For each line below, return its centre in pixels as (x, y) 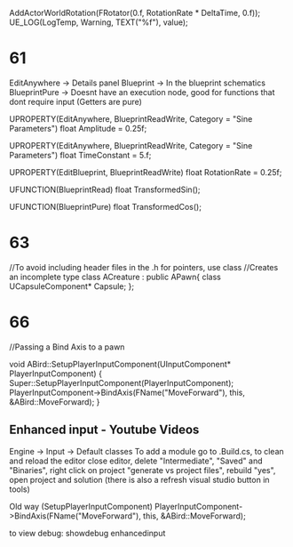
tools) (20, 489)
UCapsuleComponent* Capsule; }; (72, 286)
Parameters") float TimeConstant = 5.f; (80, 155)
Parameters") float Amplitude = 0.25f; (78, 128)
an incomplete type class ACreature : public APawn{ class (115, 277)
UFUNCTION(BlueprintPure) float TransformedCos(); (106, 206)
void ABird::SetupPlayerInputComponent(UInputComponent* (120, 364)
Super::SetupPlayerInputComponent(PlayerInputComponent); (122, 382)
